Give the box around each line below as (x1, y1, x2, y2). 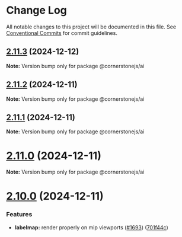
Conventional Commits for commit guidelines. (6, 29, 117, 36)
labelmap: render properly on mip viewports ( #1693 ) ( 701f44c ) (14, 223, 168, 231)
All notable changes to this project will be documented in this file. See (6, 23, 177, 30)
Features (6, 210, 33, 219)
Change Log (6, 4, 67, 17)
